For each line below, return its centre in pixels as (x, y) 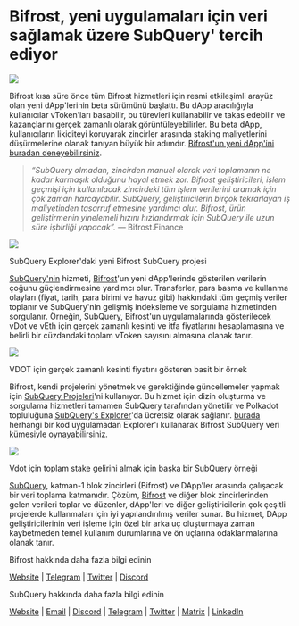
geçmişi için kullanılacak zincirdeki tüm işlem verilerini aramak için (154, 188)
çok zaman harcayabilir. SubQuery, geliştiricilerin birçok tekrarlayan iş (161, 198)
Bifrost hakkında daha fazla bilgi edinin (80, 559)
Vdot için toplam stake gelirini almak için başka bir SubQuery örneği (133, 468)
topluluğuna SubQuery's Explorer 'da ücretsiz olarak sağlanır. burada (135, 415)
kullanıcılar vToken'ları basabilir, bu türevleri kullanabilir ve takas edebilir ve (147, 114)
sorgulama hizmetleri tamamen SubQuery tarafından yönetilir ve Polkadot (144, 405)
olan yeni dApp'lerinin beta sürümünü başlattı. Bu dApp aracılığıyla (131, 105)
